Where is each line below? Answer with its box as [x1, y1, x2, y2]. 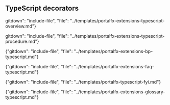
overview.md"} [5, 23, 37, 29]
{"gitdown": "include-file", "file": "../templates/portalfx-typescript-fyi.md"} [5, 78, 161, 85]
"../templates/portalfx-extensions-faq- [74, 63, 155, 69]
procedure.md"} [5, 38, 39, 44]
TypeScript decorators [5, 4, 79, 13]
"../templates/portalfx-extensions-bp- [74, 48, 153, 54]
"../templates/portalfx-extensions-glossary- [74, 89, 165, 95]
